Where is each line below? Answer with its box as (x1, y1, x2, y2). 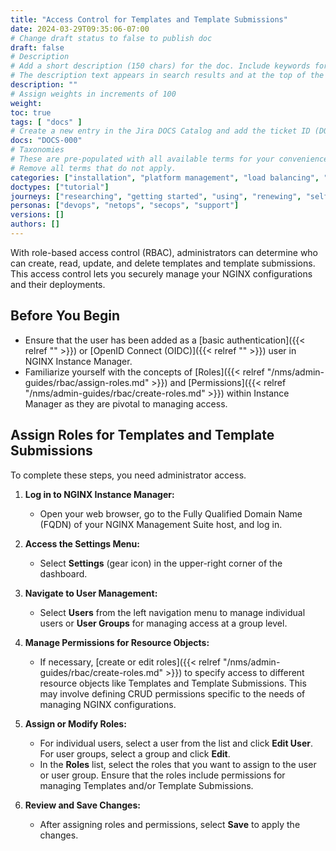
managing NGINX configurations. (39, 698, 177, 710)
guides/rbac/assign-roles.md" (24, 376, 150, 388)
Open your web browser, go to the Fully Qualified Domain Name (39, 507, 303, 520)
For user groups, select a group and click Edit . (39, 747, 231, 760)
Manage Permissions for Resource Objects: (24, 636, 210, 648)
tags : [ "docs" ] (10, 117, 83, 127)
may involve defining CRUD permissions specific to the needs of (39, 687, 306, 700)
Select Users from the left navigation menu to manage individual (39, 606, 306, 618)
